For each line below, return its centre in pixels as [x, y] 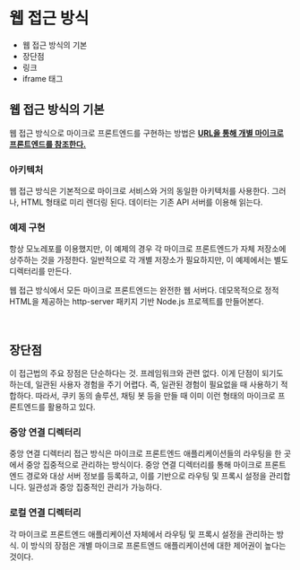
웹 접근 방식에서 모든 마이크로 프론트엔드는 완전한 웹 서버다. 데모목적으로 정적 [144, 290]
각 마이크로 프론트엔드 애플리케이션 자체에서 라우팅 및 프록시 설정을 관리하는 [142, 534]
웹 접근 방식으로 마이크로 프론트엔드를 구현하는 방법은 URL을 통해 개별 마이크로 [146, 133]
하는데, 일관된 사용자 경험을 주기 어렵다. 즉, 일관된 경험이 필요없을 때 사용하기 [144, 385]
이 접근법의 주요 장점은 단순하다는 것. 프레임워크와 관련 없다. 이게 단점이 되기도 [146, 373]
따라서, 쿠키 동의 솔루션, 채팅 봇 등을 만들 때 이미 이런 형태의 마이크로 [155, 396]
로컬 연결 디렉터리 [46, 513]
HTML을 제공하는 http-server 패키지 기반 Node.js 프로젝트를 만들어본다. [137, 302]
